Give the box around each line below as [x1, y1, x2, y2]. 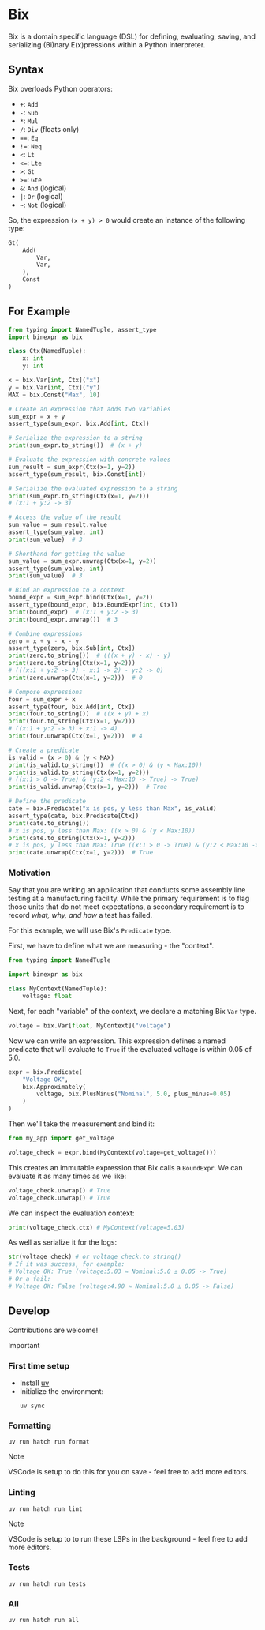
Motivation [8, 867, 51, 878]
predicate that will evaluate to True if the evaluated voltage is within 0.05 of [8, 1044, 252, 1053]
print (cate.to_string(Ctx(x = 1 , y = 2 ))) [8, 834, 136, 842]
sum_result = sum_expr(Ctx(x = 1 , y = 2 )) [8, 463, 136, 471]
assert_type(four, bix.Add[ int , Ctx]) [8, 703, 136, 711]
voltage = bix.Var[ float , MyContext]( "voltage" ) [8, 1021, 171, 1030]
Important [8, 1340, 40, 1350]
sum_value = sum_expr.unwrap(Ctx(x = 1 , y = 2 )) [8, 557, 157, 565]
